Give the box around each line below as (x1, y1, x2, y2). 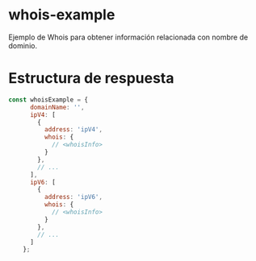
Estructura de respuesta (8, 69, 174, 88)
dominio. (8, 40, 38, 50)
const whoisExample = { (8, 95, 89, 104)
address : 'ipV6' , (44, 193, 103, 201)
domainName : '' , (29, 103, 85, 111)
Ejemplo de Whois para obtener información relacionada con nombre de (8, 32, 249, 42)
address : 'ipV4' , (44, 126, 103, 134)
